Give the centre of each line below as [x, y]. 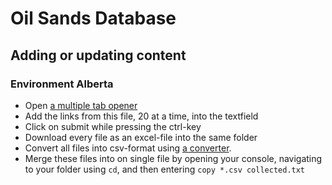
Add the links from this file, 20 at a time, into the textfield [141, 116]
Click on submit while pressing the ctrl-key [113, 126]
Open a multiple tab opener [81, 105]
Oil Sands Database [93, 18]
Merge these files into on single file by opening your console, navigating [173, 158]
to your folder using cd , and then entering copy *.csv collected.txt [165, 169]
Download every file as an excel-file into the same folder [141, 137]
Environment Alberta [62, 84]
